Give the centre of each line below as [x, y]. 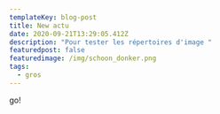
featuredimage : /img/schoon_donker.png [83, 58]
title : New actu [39, 26]
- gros [29, 75]
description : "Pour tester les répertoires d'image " [111, 42]
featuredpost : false [47, 50]
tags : [19, 67]
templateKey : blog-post [53, 17]
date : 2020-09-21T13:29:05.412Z [69, 34]
